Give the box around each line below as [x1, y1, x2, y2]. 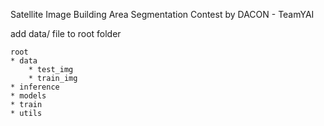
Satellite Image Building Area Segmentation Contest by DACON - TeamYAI [10, 9, 315, 20]
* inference [10, 82, 60, 92]
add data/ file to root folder [10, 28, 122, 39]
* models [10, 91, 47, 101]
